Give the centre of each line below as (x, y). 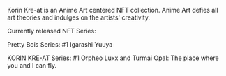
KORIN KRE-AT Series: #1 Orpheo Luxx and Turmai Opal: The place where (113, 58)
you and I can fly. (32, 65)
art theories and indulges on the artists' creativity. (78, 17)
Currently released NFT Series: (52, 31)
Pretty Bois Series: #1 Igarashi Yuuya (60, 44)
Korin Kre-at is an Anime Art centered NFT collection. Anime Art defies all (113, 10)
